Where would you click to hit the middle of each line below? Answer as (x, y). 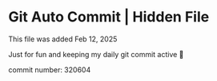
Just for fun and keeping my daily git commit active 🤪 (96, 54)
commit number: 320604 (50, 69)
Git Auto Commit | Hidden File (109, 17)
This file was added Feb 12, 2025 (63, 39)
